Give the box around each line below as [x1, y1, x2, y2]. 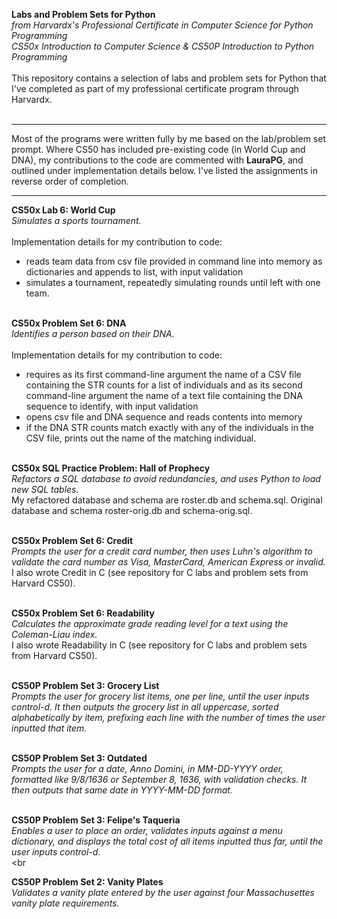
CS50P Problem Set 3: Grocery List [11, 680, 160, 691]
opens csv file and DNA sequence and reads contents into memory [25, 411, 303, 423]
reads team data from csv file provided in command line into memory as [25, 255, 323, 267]
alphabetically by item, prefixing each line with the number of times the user [11, 712, 326, 723]
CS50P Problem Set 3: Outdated [11, 752, 148, 764]
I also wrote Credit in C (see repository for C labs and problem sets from [11, 567, 309, 578]
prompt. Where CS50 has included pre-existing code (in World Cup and [11, 144, 306, 155]
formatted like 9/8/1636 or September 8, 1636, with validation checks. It [11, 774, 308, 785]
